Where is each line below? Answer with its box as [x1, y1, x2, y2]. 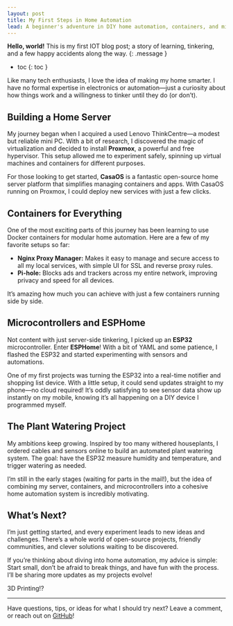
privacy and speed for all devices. [17, 276, 114, 285]
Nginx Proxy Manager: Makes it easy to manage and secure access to [17, 254, 220, 262]
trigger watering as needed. [7, 461, 87, 469]
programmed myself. [7, 400, 67, 409]
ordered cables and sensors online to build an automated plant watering [7, 446, 213, 455]
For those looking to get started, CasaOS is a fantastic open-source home [7, 173, 218, 181]
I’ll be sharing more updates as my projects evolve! [7, 570, 153, 580]
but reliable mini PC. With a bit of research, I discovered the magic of [7, 137, 204, 146]
